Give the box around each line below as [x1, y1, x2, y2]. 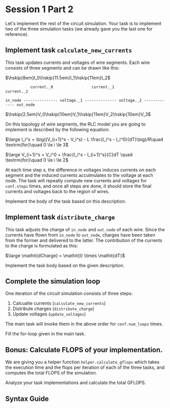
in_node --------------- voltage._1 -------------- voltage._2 [5, 98, 142, 103]
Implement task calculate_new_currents [5, 46, 132, 54]
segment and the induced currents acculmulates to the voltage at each [5, 172, 153, 178]
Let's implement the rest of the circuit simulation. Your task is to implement [5, 20, 161, 26]
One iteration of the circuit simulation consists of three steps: [5, 291, 133, 297]
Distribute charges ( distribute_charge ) [12, 306, 95, 312]
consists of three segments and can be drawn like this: [5, 65, 120, 71]
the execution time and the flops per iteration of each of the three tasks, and [5, 364, 165, 370]
